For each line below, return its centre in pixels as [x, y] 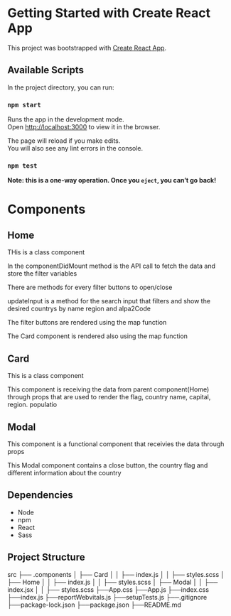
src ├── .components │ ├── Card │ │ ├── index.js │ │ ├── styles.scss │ [116, 574]
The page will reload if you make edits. [64, 141]
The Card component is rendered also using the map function [98, 336]
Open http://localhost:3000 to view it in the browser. [84, 127]
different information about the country [64, 472]
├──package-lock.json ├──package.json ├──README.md [94, 605]
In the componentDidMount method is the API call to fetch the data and [111, 266]
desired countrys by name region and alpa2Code [79, 309]
